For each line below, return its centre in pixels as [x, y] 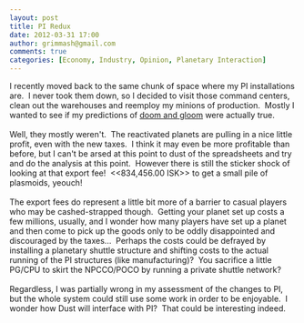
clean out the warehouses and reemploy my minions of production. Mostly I [152, 105]
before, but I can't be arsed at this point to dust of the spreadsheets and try [151, 154]
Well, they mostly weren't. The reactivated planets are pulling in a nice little [151, 134]
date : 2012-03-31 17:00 [55, 35]
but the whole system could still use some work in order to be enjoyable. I [149, 298]
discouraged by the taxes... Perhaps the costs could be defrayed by [138, 241]
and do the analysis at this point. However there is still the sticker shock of [150, 163]
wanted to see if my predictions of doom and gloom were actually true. [142, 115]
